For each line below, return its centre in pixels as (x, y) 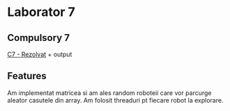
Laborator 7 (41, 12)
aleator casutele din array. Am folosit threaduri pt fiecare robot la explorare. (115, 100)
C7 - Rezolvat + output (40, 54)
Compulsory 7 (38, 38)
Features (27, 76)
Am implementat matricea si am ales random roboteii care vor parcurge (109, 93)
